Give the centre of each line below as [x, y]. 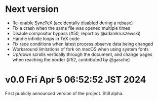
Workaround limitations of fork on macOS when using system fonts [80, 49]
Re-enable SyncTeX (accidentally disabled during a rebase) [73, 23]
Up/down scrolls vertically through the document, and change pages [82, 54]
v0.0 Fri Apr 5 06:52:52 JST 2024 [76, 80]
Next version [32, 9]
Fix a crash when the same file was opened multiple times [71, 28]
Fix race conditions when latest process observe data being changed [82, 44]
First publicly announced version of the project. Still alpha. [64, 93]
